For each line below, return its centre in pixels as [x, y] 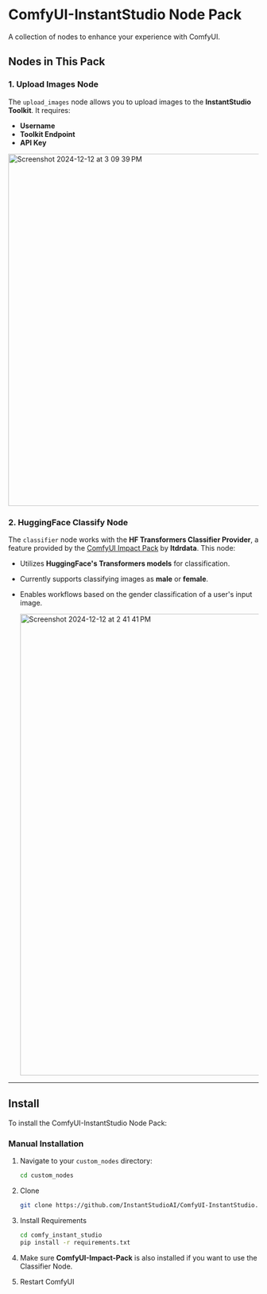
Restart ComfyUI [47, 1281]
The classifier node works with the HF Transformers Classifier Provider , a [133, 540]
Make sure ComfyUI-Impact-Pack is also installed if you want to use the [138, 1257]
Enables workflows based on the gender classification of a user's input [136, 594]
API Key [33, 142]
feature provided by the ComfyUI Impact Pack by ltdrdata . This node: [122, 548]
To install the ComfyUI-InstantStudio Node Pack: [88, 1123]
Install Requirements [53, 1220]
